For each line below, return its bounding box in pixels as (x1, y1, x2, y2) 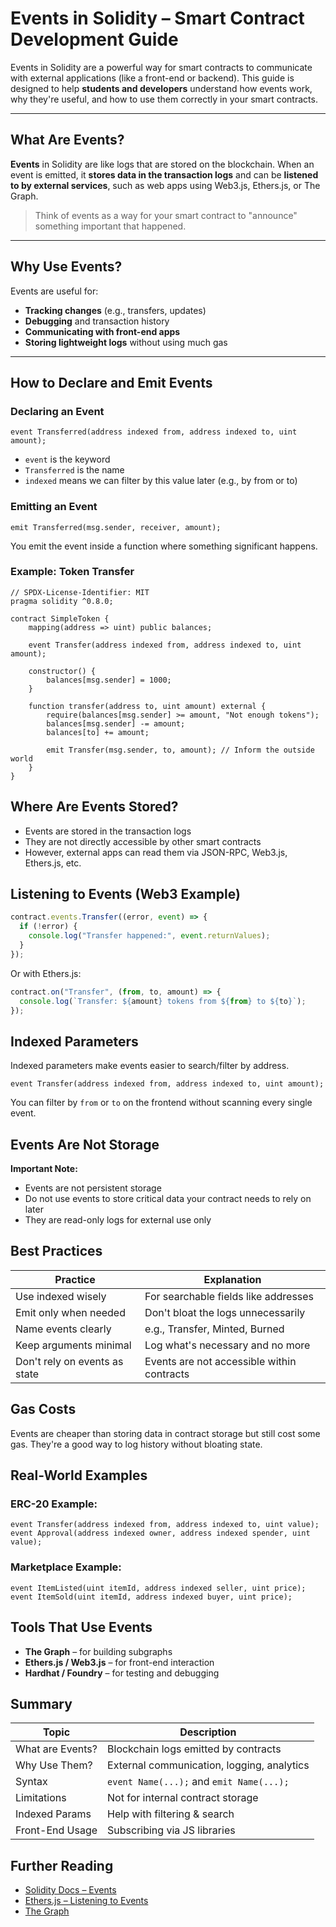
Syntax (15, 1775, 48, 1789)
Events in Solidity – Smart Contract (10, 7, 305, 30)
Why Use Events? (10, 258, 123, 276)
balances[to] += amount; (46, 727, 150, 737)
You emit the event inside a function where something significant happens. (10, 540, 318, 552)
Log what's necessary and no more (144, 1338, 311, 1352)
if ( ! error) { (19, 922, 78, 932)
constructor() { (28, 666, 97, 676)
